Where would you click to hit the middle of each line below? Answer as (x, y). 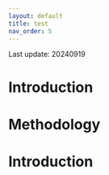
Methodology (55, 124)
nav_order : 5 (30, 31)
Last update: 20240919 (47, 55)
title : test (28, 24)
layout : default (36, 16)
